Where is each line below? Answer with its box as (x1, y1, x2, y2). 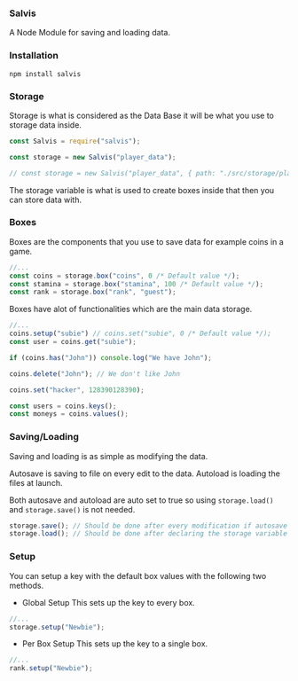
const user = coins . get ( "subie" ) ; (9, 338, 137, 347)
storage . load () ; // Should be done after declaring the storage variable (9, 529, 288, 538)
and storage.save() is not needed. (9, 504, 136, 514)
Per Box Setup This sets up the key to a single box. (21, 638, 208, 649)
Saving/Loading (9, 431, 80, 443)
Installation (9, 50, 59, 62)
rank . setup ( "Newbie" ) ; (9, 664, 93, 673)
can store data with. (9, 194, 82, 205)
